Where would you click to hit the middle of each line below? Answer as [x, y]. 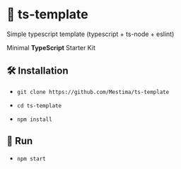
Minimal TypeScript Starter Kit [51, 47]
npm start [31, 158]
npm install [34, 120]
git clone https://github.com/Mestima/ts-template [93, 92]
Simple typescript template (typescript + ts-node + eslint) [90, 34]
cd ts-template [39, 105]
